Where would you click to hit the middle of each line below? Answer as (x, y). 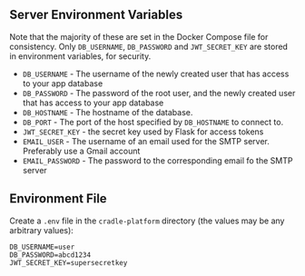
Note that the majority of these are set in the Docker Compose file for (139, 36)
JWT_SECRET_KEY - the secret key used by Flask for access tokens (143, 132)
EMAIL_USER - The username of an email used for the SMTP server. (146, 141)
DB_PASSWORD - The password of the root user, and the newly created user (159, 93)
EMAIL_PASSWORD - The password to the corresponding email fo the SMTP (157, 160)
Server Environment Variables (96, 15)
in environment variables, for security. (80, 56)
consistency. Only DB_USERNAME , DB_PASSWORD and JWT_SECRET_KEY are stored (149, 46)
